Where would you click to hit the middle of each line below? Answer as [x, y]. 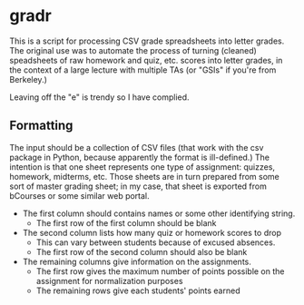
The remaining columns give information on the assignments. [137, 261]
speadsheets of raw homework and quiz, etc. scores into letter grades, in [146, 60]
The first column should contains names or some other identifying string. [159, 213]
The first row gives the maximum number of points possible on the [160, 271]
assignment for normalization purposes [109, 280]
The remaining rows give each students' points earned [138, 290]
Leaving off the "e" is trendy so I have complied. [99, 97]
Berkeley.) [29, 79]
